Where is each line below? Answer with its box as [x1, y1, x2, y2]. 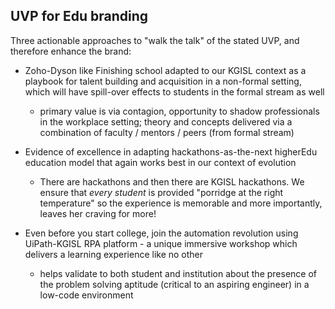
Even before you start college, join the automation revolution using [24, 227, 299, 239]
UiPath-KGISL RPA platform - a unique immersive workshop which [24, 237, 298, 249]
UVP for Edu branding [10, 8, 149, 25]
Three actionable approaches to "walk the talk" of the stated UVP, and [10, 34, 300, 46]
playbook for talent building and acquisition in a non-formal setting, [24, 75, 302, 87]
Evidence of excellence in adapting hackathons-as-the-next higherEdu [24, 145, 318, 158]
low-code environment [39, 289, 134, 301]
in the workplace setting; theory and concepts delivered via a [39, 115, 293, 128]
